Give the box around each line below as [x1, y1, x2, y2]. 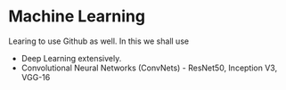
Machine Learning [8, 6, 146, 27]
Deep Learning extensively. [20, 53, 122, 63]
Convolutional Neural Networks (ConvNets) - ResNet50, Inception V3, [20, 62, 278, 73]
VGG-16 [20, 71, 51, 82]
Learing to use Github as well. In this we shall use [8, 36, 189, 46]
